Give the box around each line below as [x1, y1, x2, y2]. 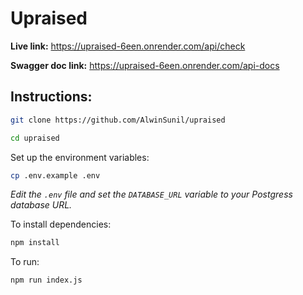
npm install [10, 238, 60, 248]
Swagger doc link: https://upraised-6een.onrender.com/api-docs [10, 59, 280, 71]
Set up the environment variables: [10, 151, 150, 163]
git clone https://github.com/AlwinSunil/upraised [10, 115, 226, 125]
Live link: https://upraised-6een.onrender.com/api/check [10, 40, 246, 52]
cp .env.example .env [10, 170, 101, 181]
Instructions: [10, 88, 93, 106]
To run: [10, 256, 40, 268]
